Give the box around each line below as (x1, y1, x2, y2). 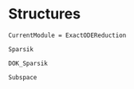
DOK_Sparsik (8, 59, 48, 67)
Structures (8, 5, 81, 23)
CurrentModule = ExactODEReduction (8, 31, 127, 39)
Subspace (8, 73, 37, 81)
